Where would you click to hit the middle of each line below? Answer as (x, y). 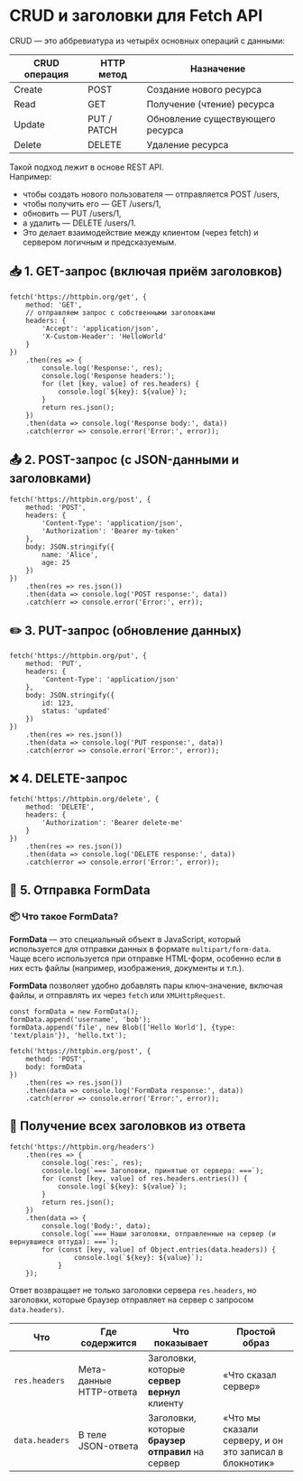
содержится (109, 1343)
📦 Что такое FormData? (64, 916)
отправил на (176, 1451)
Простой (256, 1331)
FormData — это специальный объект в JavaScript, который (125, 939)
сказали (240, 1429)
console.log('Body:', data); (96, 1226)
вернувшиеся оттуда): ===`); (64, 1242)
